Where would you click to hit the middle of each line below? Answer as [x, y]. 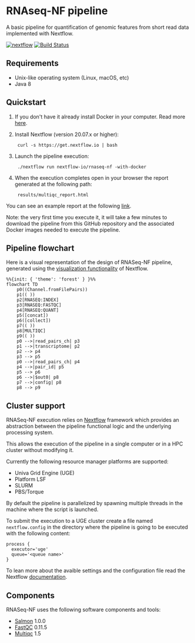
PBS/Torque [29, 492]
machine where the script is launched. [52, 510]
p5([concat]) [33, 316]
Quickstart [26, 102]
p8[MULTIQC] [31, 331]
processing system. [30, 433]
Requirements [32, 63]
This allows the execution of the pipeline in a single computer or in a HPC [95, 444]
